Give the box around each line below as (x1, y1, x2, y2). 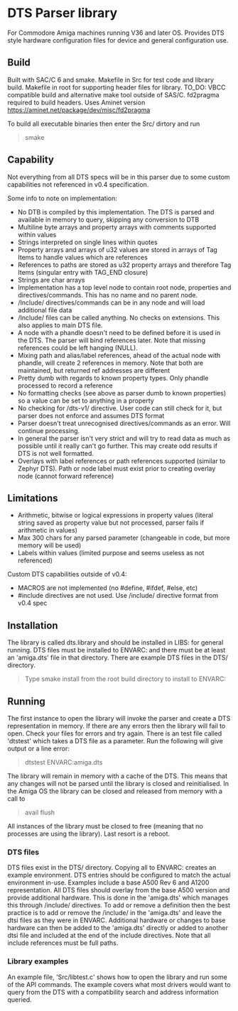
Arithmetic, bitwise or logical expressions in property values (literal (17, 511, 213, 520)
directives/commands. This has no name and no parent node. (17, 290, 198, 299)
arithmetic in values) (17, 526, 78, 535)
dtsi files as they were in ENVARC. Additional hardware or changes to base (7, 916, 226, 924)
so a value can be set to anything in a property (17, 396, 154, 405)
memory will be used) (17, 541, 82, 550)
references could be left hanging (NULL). (17, 343, 139, 352)
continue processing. (17, 426, 80, 435)
